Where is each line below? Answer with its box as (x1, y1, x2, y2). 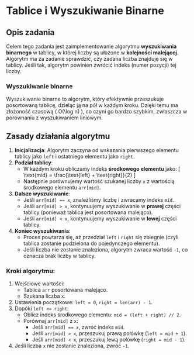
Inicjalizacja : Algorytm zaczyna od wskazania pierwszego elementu (14, 147, 179, 154)
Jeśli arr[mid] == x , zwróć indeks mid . (32, 323, 125, 331)
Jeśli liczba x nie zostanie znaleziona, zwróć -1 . (14, 342, 130, 349)
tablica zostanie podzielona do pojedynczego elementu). (23, 240, 160, 247)
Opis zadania (6, 27, 55, 37)
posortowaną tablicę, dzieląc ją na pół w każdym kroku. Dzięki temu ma (6, 102, 178, 109)
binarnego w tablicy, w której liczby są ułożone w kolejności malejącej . (6, 49, 179, 56)
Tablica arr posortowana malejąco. (23, 287, 108, 294)
